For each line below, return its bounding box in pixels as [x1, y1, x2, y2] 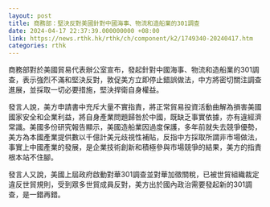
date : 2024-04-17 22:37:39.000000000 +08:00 [8, 27, 160, 35]
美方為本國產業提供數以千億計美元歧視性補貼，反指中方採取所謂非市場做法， [8, 132, 262, 142]
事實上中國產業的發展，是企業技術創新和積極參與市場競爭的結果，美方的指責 [8, 143, 262, 152]
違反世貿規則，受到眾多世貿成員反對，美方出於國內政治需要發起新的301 [8, 180, 246, 189]
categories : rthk [8, 42, 67, 50]
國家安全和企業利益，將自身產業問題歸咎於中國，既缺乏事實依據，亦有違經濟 [8, 112, 262, 122]
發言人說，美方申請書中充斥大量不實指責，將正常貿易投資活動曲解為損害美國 [8, 102, 262, 112]
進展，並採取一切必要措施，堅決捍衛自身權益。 [8, 85, 163, 95]
